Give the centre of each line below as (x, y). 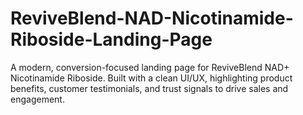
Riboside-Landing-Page (111, 39)
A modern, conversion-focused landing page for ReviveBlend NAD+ (150, 67)
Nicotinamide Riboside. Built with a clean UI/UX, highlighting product (151, 78)
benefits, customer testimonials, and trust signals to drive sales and (149, 88)
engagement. (37, 99)
